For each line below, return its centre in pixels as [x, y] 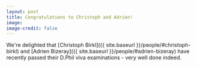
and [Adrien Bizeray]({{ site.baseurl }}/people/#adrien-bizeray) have [105, 52]
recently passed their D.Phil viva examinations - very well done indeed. [94, 58]
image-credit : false [32, 28]
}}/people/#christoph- [163, 45]
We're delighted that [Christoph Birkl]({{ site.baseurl [71, 45]
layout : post [23, 12]
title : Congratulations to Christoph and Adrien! [70, 17]
